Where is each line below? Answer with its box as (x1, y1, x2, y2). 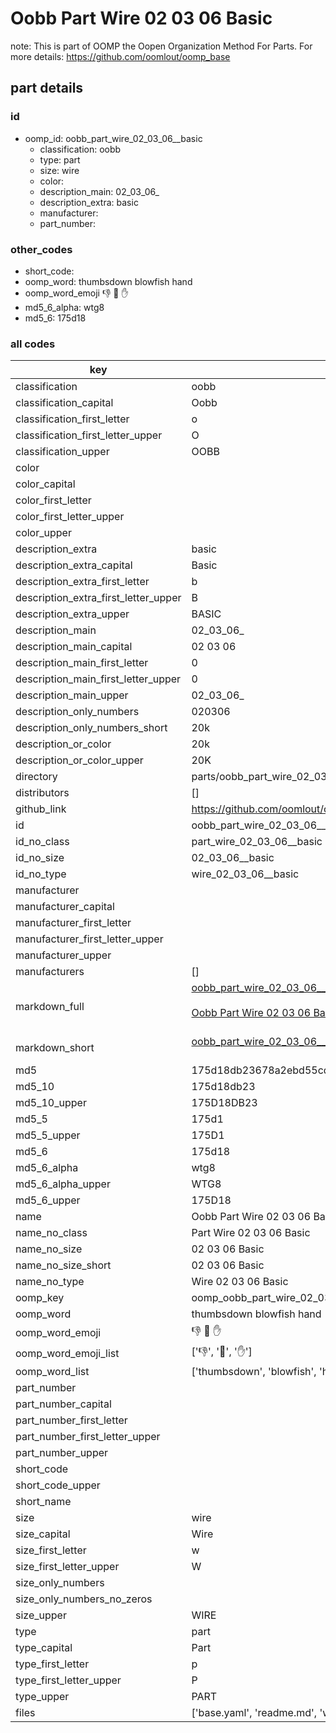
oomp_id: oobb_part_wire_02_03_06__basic (24, 132, 203, 144)
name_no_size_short (15, 1258, 112, 1272)
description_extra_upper (15, 607, 130, 621)
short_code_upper (15, 1478, 101, 1492)
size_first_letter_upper (15, 1560, 120, 1574)
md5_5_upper (15, 1128, 81, 1142)
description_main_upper (15, 688, 129, 702)
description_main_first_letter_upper (15, 672, 182, 686)
